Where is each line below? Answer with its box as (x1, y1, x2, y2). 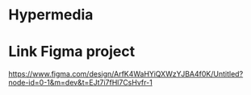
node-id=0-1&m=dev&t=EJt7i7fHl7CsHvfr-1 (8, 78, 153, 88)
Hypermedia (8, 6, 94, 24)
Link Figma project (8, 43, 136, 61)
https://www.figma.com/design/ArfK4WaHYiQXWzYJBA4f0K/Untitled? (8, 69, 244, 79)
